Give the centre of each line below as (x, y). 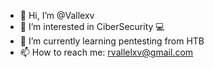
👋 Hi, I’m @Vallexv (57, 15)
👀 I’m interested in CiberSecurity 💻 (92, 26)
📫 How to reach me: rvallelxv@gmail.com (106, 52)
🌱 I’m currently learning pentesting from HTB (112, 41)
